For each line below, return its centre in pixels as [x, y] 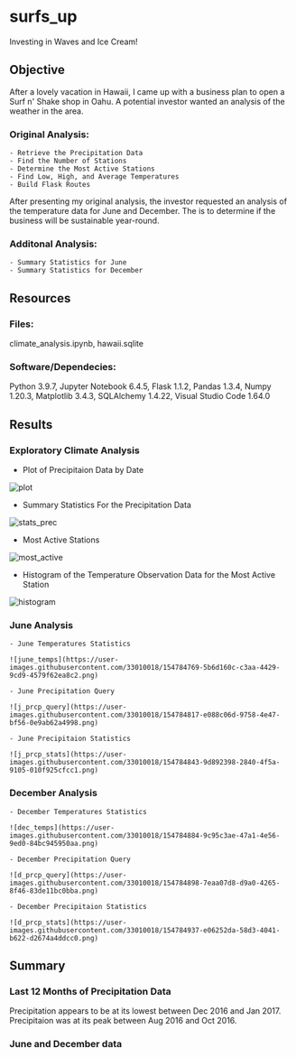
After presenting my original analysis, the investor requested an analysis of [148, 201]
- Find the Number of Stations [68, 161]
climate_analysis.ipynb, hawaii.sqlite [77, 344]
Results [31, 425]
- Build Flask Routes [50, 185]
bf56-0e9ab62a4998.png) [54, 723]
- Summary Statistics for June [68, 263]
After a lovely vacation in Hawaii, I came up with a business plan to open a [147, 91]
